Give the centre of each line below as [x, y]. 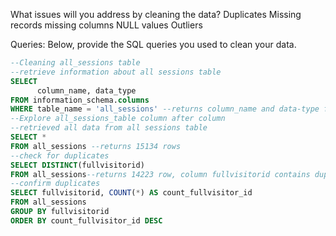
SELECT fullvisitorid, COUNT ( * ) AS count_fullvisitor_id [131, 193]
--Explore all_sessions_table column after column [118, 119]
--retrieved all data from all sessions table [109, 128]
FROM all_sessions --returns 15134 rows [96, 146]
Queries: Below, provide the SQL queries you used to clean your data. [153, 44]
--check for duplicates [60, 155]
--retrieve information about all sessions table [116, 72]
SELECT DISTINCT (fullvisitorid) [77, 165]
